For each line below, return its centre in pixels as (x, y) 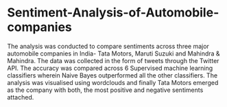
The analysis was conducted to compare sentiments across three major (108, 46)
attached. (21, 97)
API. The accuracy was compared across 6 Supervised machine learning (110, 68)
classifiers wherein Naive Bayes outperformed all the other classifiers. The (112, 75)
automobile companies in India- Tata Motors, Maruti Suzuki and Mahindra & (114, 53)
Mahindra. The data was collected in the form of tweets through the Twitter (113, 60)
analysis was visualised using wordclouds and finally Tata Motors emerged (113, 82)
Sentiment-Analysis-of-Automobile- (113, 13)
